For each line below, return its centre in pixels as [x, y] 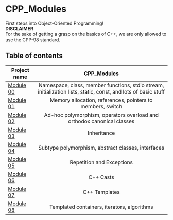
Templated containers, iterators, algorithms [101, 207]
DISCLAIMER [19, 28]
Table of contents [34, 56]
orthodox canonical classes [101, 121]
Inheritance [101, 133]
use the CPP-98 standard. [33, 40]
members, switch [101, 106]
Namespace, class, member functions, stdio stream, [101, 85]
